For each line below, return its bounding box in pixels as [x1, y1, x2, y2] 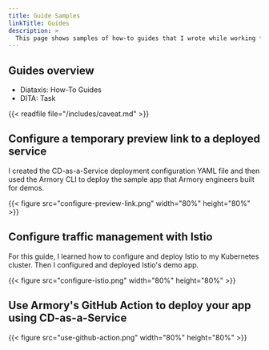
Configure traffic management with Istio [8, 230, 213, 244]
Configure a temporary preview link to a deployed [8, 132, 261, 146]
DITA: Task [19, 94, 56, 103]
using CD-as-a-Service [8, 312, 127, 325]
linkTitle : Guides [8, 19, 70, 27]
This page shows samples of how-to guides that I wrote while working [15, 34, 256, 42]
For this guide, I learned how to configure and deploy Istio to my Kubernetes [8, 251, 259, 261]
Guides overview [8, 63, 94, 77]
